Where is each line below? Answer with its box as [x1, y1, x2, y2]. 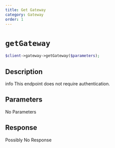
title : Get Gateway [5, 7, 46, 13]
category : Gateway [5, 12, 44, 17]
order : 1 [5, 17, 24, 22]
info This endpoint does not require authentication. [5, 81, 110, 86]
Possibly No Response [5, 137, 52, 143]
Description [5, 67, 43, 76]
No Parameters [5, 109, 37, 115]
